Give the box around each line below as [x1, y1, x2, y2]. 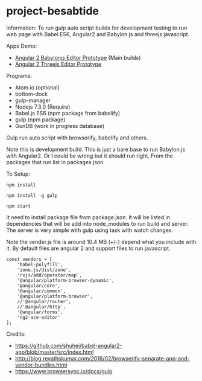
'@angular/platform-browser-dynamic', [17, 277, 115, 283]
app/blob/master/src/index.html [14, 348, 94, 356]
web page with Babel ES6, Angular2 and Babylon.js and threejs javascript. [6, 30, 190, 37]
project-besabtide [6, 4, 99, 18]
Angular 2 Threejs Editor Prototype [14, 60, 102, 68]
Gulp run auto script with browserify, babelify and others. [6, 134, 149, 141]
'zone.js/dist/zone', [17, 267, 71, 273]
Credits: [6, 330, 26, 338]
